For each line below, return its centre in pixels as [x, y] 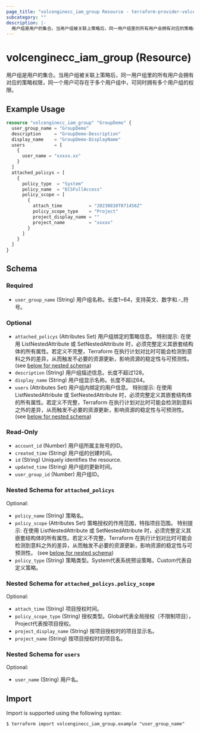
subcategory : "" [26, 17]
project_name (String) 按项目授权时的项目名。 [70, 638]
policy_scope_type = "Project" [75, 212]
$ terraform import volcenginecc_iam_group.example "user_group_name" [96, 724]
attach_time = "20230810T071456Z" [87, 206]
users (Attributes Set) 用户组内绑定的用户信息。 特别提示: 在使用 [93, 387]
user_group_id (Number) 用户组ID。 [58, 474]
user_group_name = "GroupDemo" [50, 128]
